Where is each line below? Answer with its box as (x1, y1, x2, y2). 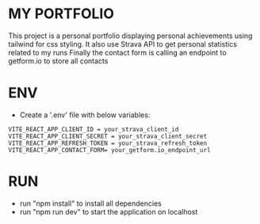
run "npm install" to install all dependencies (19, 199, 162, 208)
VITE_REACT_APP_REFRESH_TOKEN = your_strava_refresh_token (8, 139, 208, 147)
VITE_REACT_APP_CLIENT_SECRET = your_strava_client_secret (8, 132, 208, 140)
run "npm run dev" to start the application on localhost (19, 207, 198, 216)
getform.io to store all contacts (8, 56, 109, 66)
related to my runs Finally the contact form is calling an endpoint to (8, 47, 227, 57)
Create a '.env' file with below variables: (19, 110, 151, 120)
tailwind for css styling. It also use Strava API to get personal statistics (8, 39, 238, 48)
